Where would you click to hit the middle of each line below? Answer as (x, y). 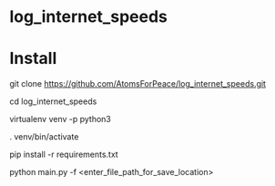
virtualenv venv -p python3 (61, 119)
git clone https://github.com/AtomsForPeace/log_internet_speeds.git (138, 84)
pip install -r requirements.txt (64, 155)
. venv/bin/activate (44, 137)
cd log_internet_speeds (53, 101)
